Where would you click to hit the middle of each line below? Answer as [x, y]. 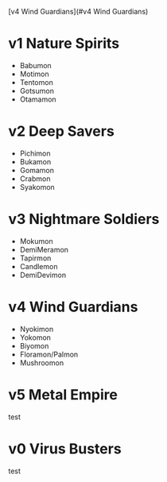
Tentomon [36, 82]
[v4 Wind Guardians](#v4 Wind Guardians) [78, 12]
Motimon [34, 74]
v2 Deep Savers [62, 131]
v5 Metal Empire [63, 394]
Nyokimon [37, 329]
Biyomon [34, 345]
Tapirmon [35, 258]
